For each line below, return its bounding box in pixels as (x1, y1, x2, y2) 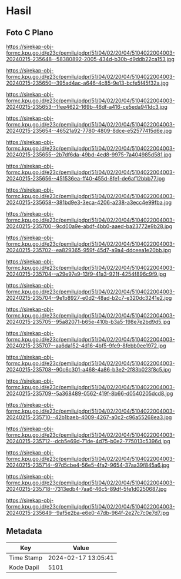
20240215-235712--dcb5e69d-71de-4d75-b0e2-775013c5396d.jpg (6, 438, 170, 444)
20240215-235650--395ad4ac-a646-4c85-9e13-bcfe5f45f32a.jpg (6, 79, 169, 86)
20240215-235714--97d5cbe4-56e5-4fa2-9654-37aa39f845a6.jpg (6, 461, 170, 468)
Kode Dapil (9, 563, 39, 571)
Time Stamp (9, 554, 43, 562)
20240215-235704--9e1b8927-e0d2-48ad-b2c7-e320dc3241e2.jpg (6, 294, 172, 301)
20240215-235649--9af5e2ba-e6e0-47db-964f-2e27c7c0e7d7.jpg (6, 510, 169, 516)
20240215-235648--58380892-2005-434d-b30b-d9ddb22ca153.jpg (6, 56, 175, 62)
